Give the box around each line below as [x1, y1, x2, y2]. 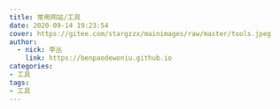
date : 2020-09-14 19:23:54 [9, 21, 109, 30]
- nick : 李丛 [17, 46, 63, 54]
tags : [9, 78, 29, 87]
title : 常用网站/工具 [9, 12, 82, 22]
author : [9, 37, 38, 47]
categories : [9, 62, 53, 71]
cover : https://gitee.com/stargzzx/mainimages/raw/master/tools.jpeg [9, 29, 272, 38]
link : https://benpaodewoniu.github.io [25, 54, 173, 62]
